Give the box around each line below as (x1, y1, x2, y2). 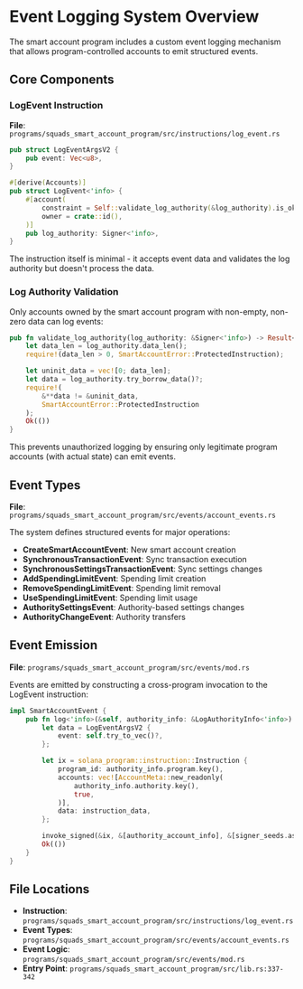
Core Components (9, 72, 115, 88)
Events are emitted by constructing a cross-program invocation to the (9, 679, 268, 690)
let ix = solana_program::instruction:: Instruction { (41, 757, 248, 766)
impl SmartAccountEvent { (9, 706, 106, 715)
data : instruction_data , (57, 806, 151, 815)
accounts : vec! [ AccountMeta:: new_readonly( (57, 773, 224, 782)
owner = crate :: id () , (41, 212, 124, 221)
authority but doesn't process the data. (9, 263, 155, 274)
